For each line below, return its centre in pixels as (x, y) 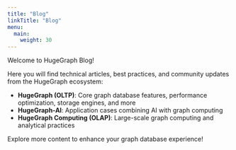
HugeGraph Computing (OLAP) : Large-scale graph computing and (116, 118)
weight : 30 (36, 40)
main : (22, 34)
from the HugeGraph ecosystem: (55, 81)
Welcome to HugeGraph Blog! (51, 60)
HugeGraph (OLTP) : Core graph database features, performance (112, 96)
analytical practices (46, 125)
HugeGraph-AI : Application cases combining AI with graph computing (120, 110)
